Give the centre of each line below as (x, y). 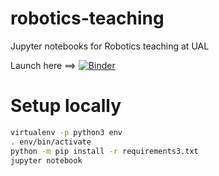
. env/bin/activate (51, 142)
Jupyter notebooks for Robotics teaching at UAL (110, 46)
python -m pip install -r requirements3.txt (104, 151)
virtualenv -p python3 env (66, 132)
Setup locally (66, 106)
